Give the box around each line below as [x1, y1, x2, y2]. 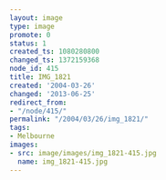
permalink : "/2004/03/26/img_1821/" [9, 115, 149, 124]
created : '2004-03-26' [9, 81, 96, 90]
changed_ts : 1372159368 [9, 55, 100, 65]
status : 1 [9, 38, 47, 48]
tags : [9, 124, 30, 133]
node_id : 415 [9, 65, 59, 74]
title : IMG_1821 [9, 73, 71, 82]
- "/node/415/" [9, 106, 67, 115]
